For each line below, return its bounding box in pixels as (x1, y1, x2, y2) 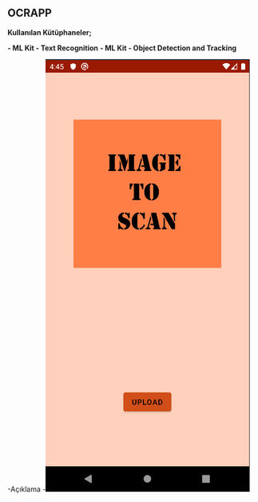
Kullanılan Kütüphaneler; (7, 27, 93, 37)
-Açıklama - (7, 484, 46, 494)
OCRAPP (7, 6, 53, 20)
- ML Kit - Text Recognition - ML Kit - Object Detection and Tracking (7, 43, 237, 53)
